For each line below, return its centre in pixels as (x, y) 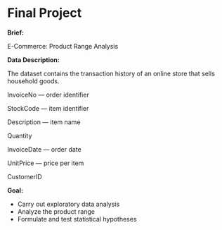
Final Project (45, 13)
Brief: (16, 32)
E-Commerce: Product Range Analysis (63, 46)
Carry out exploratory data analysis (68, 204)
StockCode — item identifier (48, 108)
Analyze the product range (56, 211)
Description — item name (44, 122)
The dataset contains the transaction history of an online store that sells (111, 73)
